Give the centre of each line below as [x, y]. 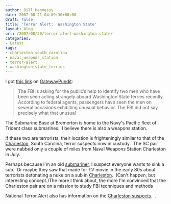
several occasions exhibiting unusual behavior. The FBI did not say [88, 108]
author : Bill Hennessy [29, 10]
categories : [18, 39]
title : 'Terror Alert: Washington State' [51, 24]
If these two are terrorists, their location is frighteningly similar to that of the [85, 138]
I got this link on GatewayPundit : [39, 82]
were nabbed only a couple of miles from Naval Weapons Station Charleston [86, 149]
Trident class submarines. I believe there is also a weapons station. [76, 129]
